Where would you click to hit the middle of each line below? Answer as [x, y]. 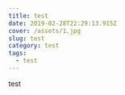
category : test [34, 46]
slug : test [27, 38]
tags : [17, 53]
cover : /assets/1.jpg [45, 31]
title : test [28, 16]
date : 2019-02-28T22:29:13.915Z [62, 23]
